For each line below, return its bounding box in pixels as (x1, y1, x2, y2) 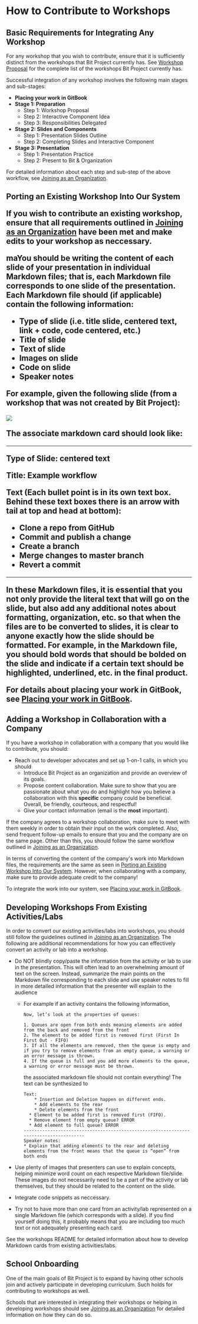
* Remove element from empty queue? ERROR (28, 1117, 135, 1123)
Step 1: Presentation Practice (23, 151, 94, 158)
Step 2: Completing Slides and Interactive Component (23, 138, 154, 145)
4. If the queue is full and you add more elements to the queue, (23, 1058, 190, 1064)
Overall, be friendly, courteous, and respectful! (23, 801, 137, 808)
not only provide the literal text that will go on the (6, 594, 190, 604)
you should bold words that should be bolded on (6, 649, 187, 659)
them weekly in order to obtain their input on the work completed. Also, (6, 825, 179, 832)
